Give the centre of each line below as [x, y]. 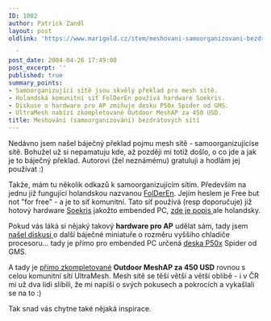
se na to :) [25, 293]
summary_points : [35, 83]
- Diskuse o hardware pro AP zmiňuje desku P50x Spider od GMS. [119, 106]
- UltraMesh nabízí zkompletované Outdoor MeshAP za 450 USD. [115, 113]
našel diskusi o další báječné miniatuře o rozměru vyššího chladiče [119, 234]
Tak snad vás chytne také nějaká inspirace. [80, 308]
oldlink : [23, 38]
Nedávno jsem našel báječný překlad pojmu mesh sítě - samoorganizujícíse [134, 143]
